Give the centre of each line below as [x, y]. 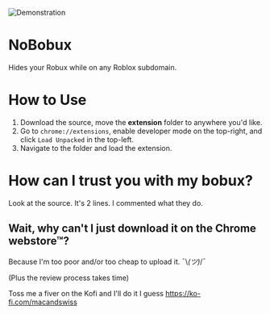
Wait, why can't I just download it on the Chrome [132, 229]
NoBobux [40, 45]
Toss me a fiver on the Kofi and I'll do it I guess [86, 293]
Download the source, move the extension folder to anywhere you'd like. [141, 122]
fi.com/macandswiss [43, 302]
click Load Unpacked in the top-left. [77, 139]
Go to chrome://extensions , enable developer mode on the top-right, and [141, 131]
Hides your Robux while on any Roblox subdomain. [93, 67]
